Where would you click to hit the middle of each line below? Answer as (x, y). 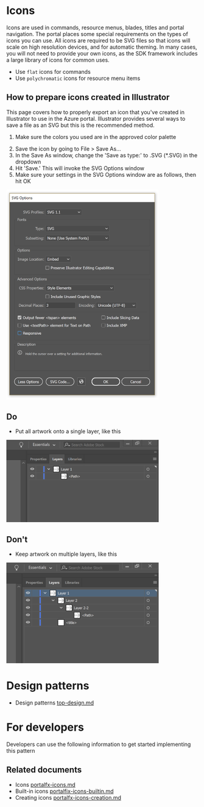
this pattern (21, 750)
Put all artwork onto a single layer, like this (68, 431)
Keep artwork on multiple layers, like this (66, 554)
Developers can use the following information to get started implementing (99, 744)
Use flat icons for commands (53, 71)
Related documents (44, 770)
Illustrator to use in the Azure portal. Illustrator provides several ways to (96, 118)
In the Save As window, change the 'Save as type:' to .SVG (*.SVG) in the (106, 155)
